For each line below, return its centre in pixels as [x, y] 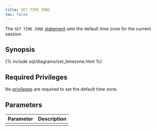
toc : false [16, 14]
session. [14, 34]
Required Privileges [36, 77]
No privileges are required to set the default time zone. [61, 89]
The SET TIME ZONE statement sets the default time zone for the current [78, 28]
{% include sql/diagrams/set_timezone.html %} [54, 62]
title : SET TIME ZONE [28, 10]
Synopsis [20, 50]
